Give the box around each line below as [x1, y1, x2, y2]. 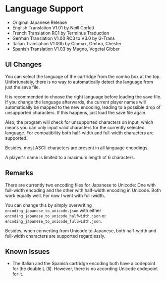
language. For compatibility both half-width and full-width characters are [5, 130, 154, 136]
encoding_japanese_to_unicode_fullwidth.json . [5, 218, 102, 224]
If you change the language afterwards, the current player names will [5, 99, 146, 105]
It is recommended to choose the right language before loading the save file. [5, 94, 162, 99]
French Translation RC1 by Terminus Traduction [12, 30, 110, 36]
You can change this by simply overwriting [5, 202, 92, 208]
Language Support [5, 3, 84, 14]
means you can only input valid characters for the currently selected [5, 124, 145, 130]
